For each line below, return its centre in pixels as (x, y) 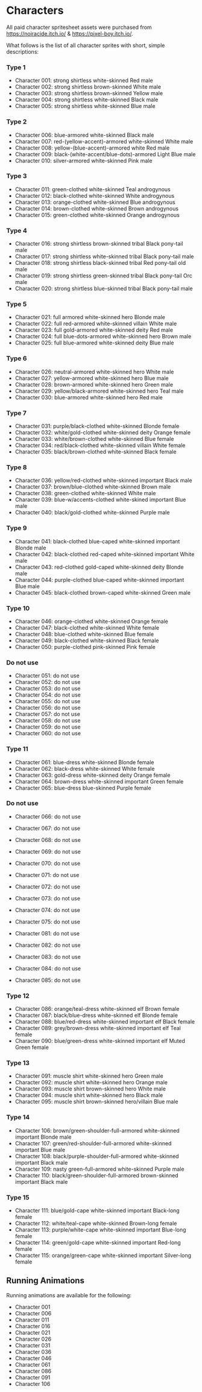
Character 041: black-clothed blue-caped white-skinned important (97, 541)
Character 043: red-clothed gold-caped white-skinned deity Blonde (99, 567)
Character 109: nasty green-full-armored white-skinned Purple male (99, 1169)
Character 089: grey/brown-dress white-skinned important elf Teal (98, 1028)
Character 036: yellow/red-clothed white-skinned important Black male (103, 481)
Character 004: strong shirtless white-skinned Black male (87, 100)
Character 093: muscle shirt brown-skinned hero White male (90, 1089)
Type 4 (17, 230)
